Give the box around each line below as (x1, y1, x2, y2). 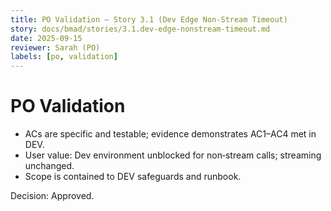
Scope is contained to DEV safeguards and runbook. (24, 171, 242, 183)
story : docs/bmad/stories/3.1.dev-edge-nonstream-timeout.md (10, 24, 271, 34)
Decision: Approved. (10, 190, 95, 202)
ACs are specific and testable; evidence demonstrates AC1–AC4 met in (24, 128, 317, 140)
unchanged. (24, 160, 75, 172)
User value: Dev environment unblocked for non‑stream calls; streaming (24, 149, 322, 161)
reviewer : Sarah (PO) (10, 42, 101, 53)
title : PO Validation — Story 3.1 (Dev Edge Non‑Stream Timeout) (10, 14, 288, 25)
